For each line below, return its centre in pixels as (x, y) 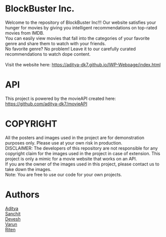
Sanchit (13, 214)
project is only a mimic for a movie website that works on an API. (71, 158)
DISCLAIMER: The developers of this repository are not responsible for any (82, 148)
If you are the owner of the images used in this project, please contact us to (82, 164)
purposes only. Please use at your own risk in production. (64, 143)
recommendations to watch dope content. (48, 54)
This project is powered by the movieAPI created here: (61, 98)
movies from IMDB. (25, 33)
